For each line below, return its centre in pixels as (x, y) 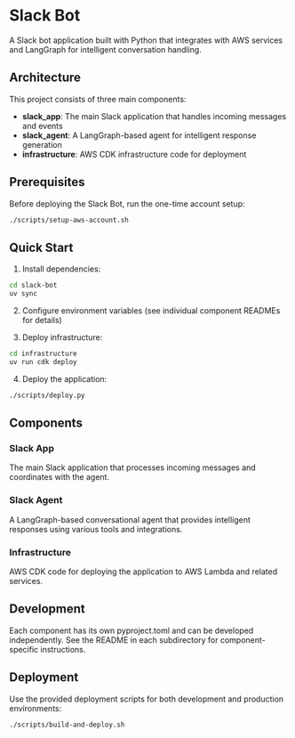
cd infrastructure (43, 353)
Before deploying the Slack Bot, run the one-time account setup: (128, 203)
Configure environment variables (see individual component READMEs (151, 311)
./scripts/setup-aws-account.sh (69, 220)
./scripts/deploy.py (48, 395)
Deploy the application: (64, 378)
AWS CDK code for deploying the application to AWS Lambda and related (144, 572)
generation (42, 144)
